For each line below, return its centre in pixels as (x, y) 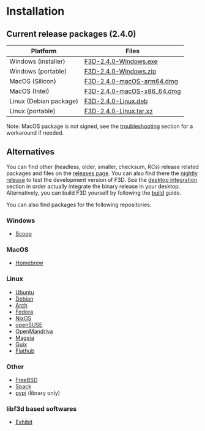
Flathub (25, 351)
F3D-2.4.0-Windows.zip (120, 71)
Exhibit (24, 422)
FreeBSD (26, 380)
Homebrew (29, 263)
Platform (44, 51)
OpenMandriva (34, 331)
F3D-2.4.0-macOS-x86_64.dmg (132, 91)
